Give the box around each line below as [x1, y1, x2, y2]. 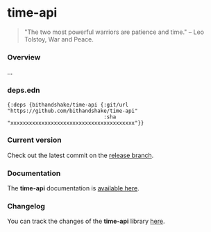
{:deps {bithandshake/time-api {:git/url [7, 101, 129, 108]
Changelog [7, 202, 45, 211]
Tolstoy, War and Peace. [24, 35, 94, 43]
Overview [7, 52, 41, 62]
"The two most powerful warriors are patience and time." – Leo [24, 28, 205, 36]
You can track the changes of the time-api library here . [7, 217, 165, 226]
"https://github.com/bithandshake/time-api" [7, 107, 138, 114]
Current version [7, 135, 62, 145]
